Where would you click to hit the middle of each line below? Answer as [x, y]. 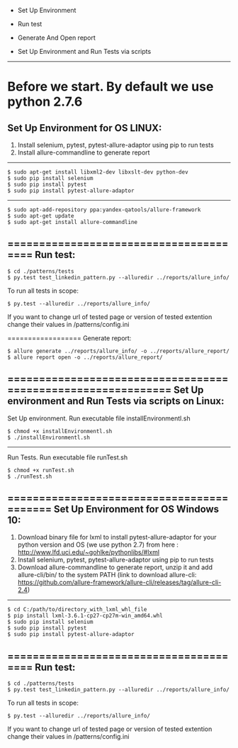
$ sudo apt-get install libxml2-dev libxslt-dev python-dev [98, 172]
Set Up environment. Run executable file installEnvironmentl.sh [99, 418]
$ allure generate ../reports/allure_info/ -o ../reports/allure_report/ [119, 351]
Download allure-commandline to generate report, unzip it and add [115, 567]
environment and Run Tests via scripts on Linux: [116, 401]
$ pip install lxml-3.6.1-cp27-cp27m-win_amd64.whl [85, 616]
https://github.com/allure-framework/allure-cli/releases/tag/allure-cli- [119, 582]
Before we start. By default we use [110, 87]
